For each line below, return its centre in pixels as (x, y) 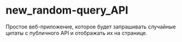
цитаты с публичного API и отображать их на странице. (76, 33)
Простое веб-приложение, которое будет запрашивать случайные (91, 27)
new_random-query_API (67, 10)
